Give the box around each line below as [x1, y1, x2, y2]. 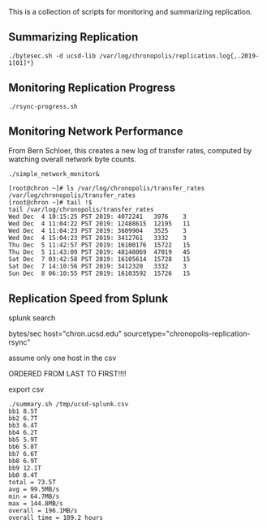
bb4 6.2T [8, 429, 38, 437]
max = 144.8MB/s [8, 500, 63, 508]
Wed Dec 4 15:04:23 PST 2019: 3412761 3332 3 [8, 234, 187, 243]
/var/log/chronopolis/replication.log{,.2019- [98, 52, 260, 60]
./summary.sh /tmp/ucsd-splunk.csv [8, 401, 129, 409]
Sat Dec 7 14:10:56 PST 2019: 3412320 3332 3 [8, 263, 187, 271]
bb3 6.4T [8, 422, 38, 430]
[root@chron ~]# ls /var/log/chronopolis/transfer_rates [8, 184, 205, 193]
